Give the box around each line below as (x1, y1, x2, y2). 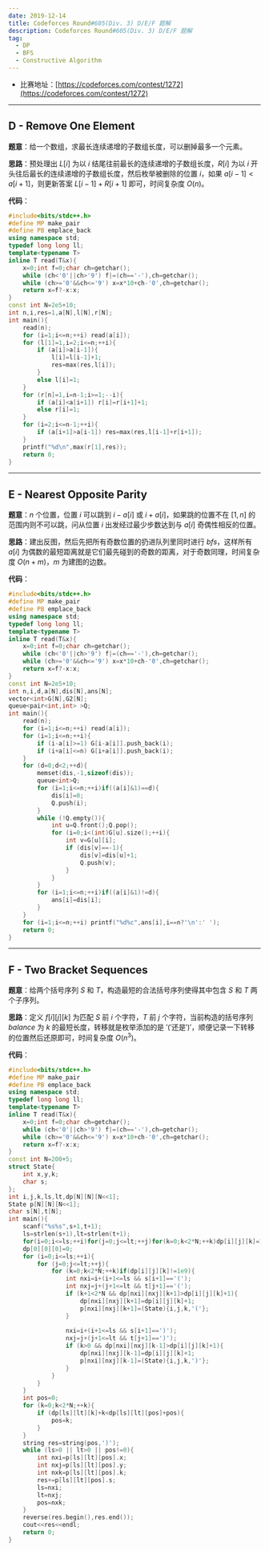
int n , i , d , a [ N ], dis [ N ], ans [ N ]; (8, 687, 113, 695)
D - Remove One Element (8, 120, 135, 133)
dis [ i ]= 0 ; (50, 791, 84, 799)
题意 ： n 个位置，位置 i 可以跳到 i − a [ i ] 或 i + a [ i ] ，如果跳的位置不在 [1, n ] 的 (8, 510, 256, 520)
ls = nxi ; (37, 1484, 62, 1492)
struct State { (8, 1163, 56, 1171)
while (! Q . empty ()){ (37, 814, 106, 822)
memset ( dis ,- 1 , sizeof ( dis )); (37, 769, 134, 778)
